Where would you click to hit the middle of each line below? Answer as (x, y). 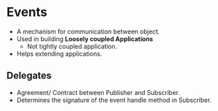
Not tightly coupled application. (72, 46)
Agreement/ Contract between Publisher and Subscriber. (98, 92)
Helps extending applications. (59, 54)
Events (27, 12)
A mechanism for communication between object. (88, 31)
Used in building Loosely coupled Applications (85, 38)
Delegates (29, 76)
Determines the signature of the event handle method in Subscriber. (114, 100)
